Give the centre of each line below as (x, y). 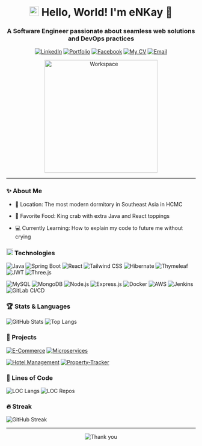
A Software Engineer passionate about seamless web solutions (101, 31)
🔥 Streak (19, 406)
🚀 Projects (22, 338)
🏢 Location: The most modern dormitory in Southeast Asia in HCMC (99, 204)
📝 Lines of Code (29, 377)
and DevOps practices (101, 39)
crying (23, 237)
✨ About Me (24, 191)
